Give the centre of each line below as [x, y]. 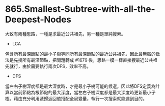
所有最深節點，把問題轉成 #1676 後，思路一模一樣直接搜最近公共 [87, 60]
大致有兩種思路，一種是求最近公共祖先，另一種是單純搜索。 [65, 34]
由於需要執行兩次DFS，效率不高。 [56, 66]
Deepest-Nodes [38, 19]
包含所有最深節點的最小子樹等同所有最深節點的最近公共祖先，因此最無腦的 [80, 54]
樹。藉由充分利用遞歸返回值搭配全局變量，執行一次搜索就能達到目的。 [76, 98]
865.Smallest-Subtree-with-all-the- [80, 9]
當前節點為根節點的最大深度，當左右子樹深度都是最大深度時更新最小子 [84, 92]
